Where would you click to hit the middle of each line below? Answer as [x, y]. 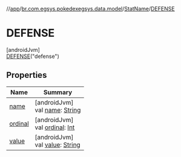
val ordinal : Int [55, 127]
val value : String [58, 144]
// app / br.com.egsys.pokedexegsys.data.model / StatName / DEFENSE [90, 9]
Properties [27, 75]
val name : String [58, 110]
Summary [58, 92]
